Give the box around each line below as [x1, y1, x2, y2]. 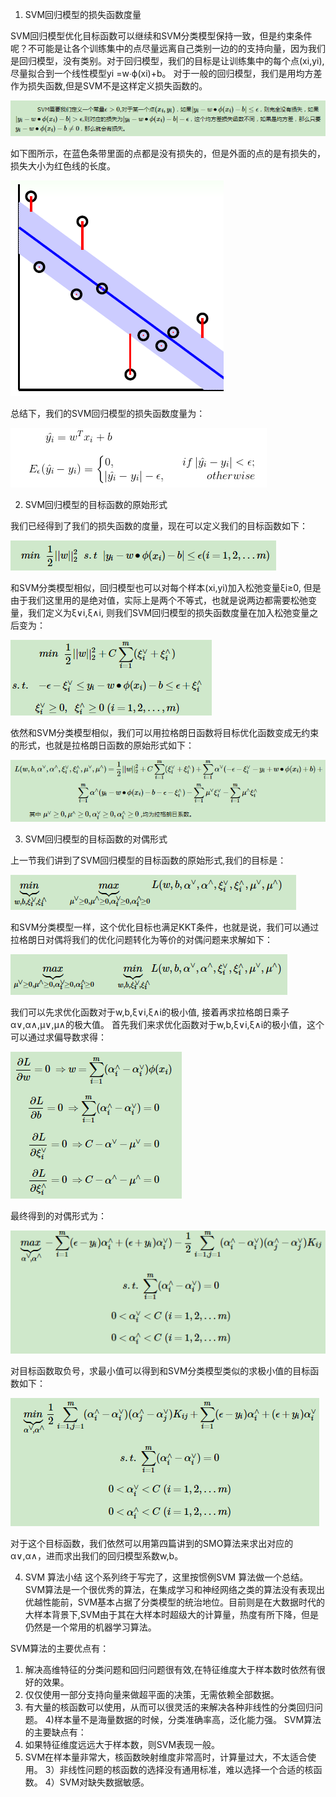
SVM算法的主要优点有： [10, 1643, 110, 1655]
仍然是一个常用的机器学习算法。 [24, 1621, 157, 1633]
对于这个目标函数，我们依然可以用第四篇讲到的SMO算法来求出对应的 [10, 1538, 294, 1550]
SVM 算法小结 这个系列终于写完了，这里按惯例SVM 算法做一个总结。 [24, 1571, 309, 1583]
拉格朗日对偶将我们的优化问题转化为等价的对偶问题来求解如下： [10, 933, 273, 945]
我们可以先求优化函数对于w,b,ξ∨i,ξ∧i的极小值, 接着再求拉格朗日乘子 [10, 1006, 290, 1018]
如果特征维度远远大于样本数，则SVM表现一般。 [24, 1739, 221, 1751]
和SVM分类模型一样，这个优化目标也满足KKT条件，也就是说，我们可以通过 [10, 921, 320, 933]
